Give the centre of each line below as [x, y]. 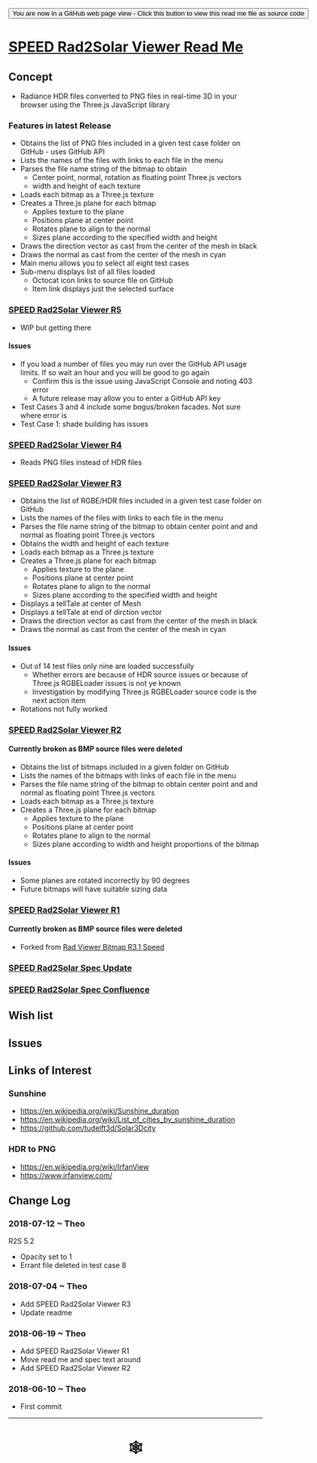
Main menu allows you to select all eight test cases [104, 263]
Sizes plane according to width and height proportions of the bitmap [146, 844]
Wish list [31, 1016]
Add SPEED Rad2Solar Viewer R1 [75, 1351]
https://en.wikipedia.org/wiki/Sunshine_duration [100, 1111]
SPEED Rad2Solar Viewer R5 [65, 310]
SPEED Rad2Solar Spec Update [70, 968]
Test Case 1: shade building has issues [84, 424]
